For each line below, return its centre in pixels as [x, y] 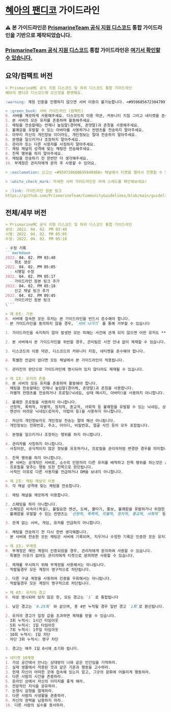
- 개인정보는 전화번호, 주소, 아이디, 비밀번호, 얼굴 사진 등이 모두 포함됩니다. [78, 426]
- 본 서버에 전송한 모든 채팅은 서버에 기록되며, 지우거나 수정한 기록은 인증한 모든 [81, 537]
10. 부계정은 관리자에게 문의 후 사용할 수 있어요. [51, 163]
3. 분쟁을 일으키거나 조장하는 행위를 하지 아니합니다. [54, 435]
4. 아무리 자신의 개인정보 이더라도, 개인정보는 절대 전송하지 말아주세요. [71, 135]
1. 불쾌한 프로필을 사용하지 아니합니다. [41, 402]
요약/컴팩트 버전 [29, 76]
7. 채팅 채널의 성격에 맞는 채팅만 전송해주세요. [49, 149]
